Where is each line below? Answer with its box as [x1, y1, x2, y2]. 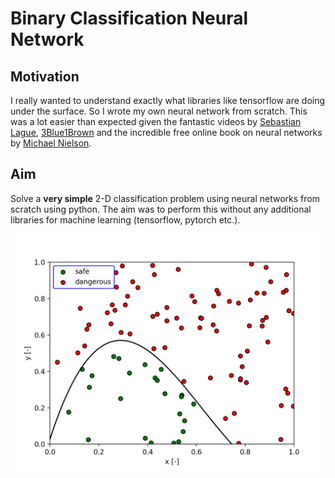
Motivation [10, 68, 80, 85]
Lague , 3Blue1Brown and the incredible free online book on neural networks [10, 127, 323, 138]
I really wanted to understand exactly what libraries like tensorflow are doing [10, 95, 326, 106]
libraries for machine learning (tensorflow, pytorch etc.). [10, 213, 241, 226]
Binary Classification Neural [10, 7, 248, 30]
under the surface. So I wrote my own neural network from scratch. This [10, 105, 308, 117]
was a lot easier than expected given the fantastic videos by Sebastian [10, 116, 302, 127]
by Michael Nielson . [10, 137, 92, 149]
